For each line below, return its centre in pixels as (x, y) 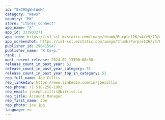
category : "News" (23, 14)
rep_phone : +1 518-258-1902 (34, 87)
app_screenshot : (22, 42)
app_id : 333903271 (24, 32)
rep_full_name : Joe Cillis (33, 78)
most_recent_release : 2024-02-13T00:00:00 (49, 60)
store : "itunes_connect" (30, 23)
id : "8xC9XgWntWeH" (25, 10)
